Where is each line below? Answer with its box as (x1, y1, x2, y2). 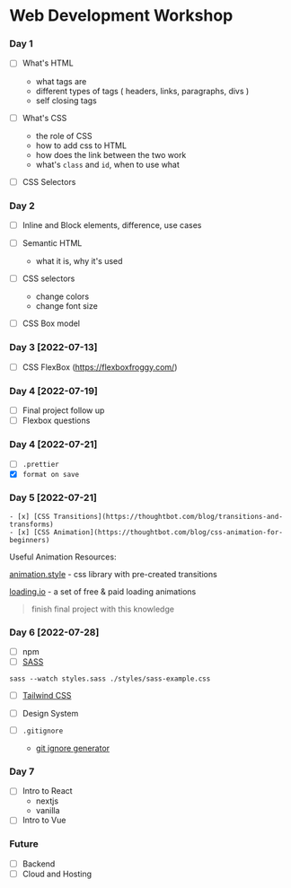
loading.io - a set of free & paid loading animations (9, 585, 197, 597)
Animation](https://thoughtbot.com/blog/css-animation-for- (53, 527, 283, 537)
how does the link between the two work (35, 149, 187, 160)
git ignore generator (35, 743, 110, 754)
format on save (22, 470, 80, 479)
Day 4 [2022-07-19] (9, 384, 99, 397)
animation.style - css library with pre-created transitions (9, 568, 217, 579)
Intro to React (22, 786, 74, 796)
